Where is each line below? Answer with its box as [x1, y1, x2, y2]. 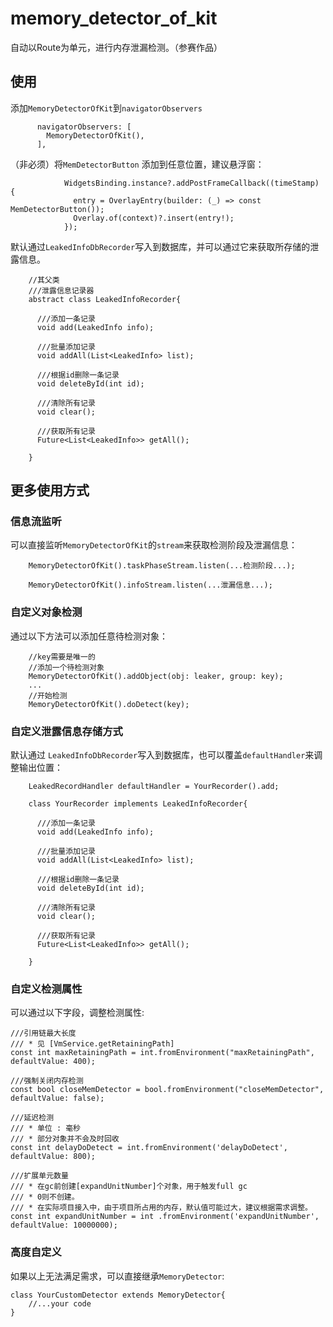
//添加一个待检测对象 [28, 662, 105, 672]
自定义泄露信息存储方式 [10, 724, 123, 738]
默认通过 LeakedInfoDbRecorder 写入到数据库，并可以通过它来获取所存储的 [10, 240, 311, 252]
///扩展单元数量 [10, 1171, 69, 1181]
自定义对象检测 [10, 605, 83, 619]
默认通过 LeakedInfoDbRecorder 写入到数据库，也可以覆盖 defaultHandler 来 [10, 749, 315, 761]
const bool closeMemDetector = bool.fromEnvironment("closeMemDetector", [10, 1085, 325, 1095]
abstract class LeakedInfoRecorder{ [28, 294, 182, 304]
